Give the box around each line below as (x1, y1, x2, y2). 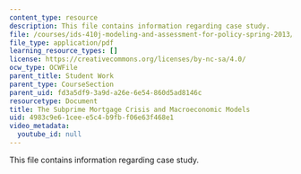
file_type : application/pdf (9, 38, 115, 48)
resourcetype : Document (9, 96, 99, 106)
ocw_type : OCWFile (9, 64, 78, 73)
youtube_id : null (17, 130, 82, 139)
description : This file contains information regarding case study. (9, 22, 271, 30)
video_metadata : (9, 122, 70, 131)
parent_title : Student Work (9, 72, 115, 81)
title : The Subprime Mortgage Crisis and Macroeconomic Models (9, 105, 251, 114)
